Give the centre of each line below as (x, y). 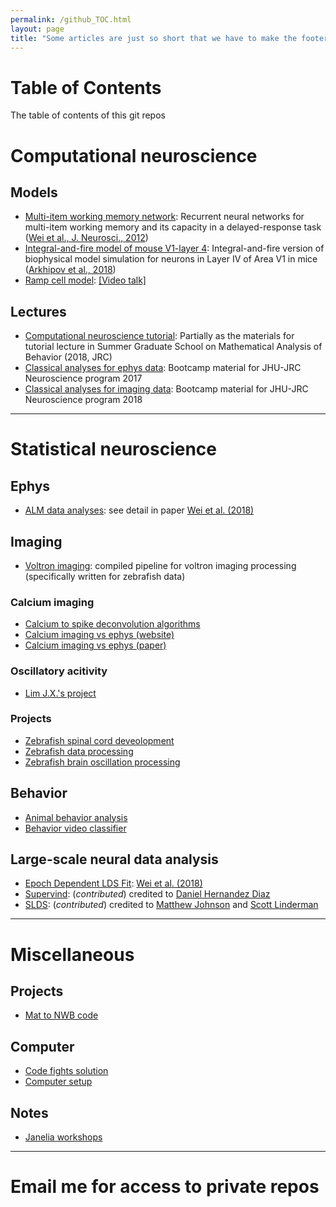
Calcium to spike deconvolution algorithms (112, 624)
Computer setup (58, 1082)
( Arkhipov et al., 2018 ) (70, 270)
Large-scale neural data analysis (114, 859)
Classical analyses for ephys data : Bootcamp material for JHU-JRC (163, 368)
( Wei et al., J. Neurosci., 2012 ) (86, 238)
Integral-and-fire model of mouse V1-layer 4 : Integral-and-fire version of (174, 248)
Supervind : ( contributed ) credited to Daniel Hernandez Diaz (147, 894)
